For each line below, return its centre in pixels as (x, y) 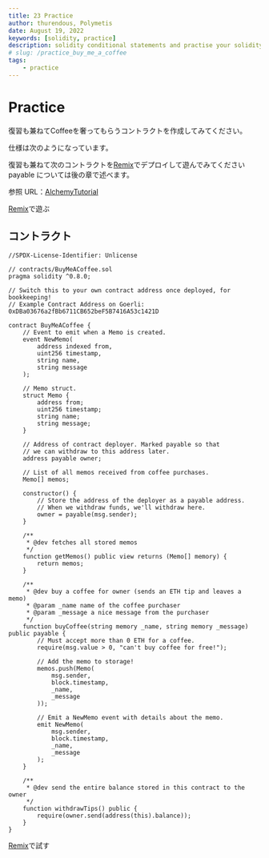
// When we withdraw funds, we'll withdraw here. (121, 507)
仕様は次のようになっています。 (60, 147)
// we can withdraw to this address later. (96, 451)
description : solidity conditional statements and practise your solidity (136, 46)
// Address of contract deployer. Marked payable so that (121, 444)
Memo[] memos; (46, 479)
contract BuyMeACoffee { (50, 325)
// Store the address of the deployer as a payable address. (141, 500)
